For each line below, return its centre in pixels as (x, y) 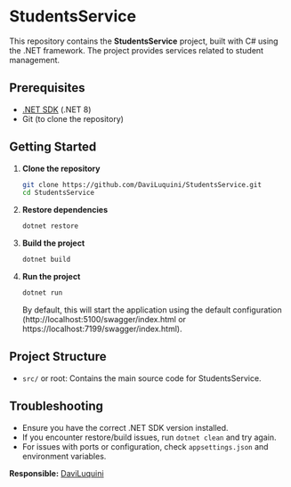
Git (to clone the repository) (73, 118)
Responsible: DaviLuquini (57, 473)
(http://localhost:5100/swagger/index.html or (104, 319)
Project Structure (58, 357)
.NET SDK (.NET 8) (57, 110)
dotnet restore (50, 226)
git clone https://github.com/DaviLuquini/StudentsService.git (142, 184)
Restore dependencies (65, 210)
